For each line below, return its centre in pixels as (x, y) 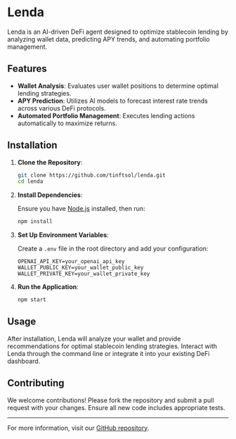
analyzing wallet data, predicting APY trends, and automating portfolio (109, 39)
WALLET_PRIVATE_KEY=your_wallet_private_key (84, 274)
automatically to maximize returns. (67, 123)
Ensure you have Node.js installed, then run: (81, 209)
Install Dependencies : (50, 195)
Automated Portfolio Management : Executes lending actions (106, 115)
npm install (35, 222)
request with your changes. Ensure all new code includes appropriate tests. (116, 407)
